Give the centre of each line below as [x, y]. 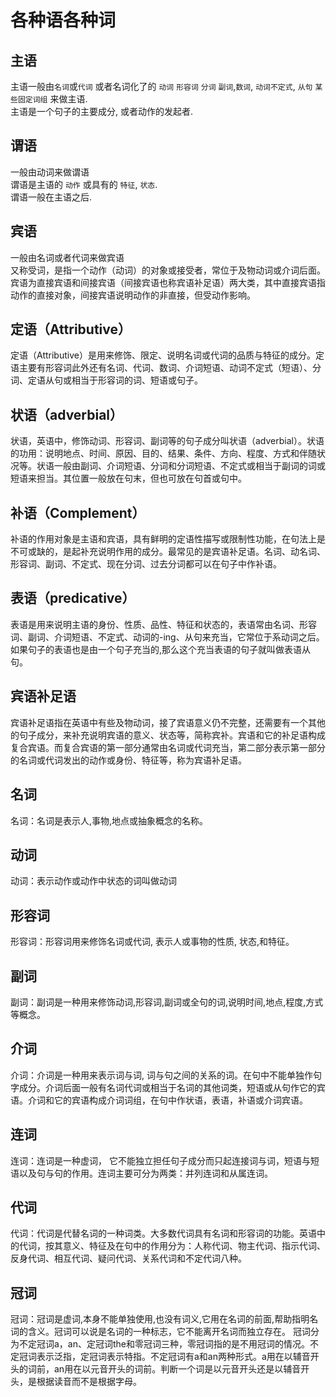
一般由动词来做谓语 [50, 172]
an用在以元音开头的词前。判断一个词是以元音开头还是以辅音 [177, 1369]
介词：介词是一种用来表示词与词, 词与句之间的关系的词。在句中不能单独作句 [166, 1075]
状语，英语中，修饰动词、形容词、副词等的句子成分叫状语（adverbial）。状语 [167, 441]
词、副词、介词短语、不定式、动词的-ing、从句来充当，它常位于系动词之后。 [167, 637]
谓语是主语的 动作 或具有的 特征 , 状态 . [84, 184]
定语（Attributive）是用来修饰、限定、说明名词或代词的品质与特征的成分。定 [167, 355]
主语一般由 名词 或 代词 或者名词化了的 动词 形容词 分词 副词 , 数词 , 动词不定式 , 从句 [161, 86]
